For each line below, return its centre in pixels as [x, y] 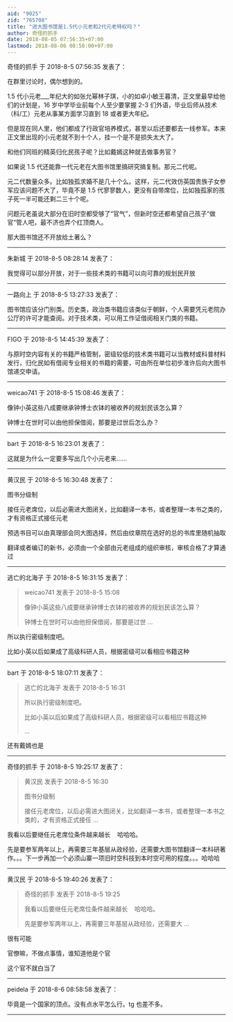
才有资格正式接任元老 [37, 518]
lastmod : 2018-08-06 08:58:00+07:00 [60, 46]
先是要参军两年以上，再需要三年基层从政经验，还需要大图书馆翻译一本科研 [113, 849]
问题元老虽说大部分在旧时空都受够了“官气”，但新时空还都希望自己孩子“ [109, 214]
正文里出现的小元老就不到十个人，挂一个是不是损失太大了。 [92, 137]
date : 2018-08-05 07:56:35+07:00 [55, 40]
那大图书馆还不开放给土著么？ [50, 237]
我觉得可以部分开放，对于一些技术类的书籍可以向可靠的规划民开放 [101, 273]
